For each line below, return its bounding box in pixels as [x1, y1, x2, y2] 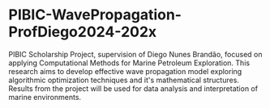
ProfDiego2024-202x [8, 23, 157, 41]
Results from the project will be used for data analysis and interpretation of [8, 83, 258, 93]
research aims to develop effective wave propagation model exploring [8, 66, 242, 76]
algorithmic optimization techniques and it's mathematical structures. [8, 75, 239, 85]
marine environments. [8, 92, 82, 102]
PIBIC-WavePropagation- [8, 6, 182, 24]
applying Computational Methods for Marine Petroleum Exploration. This [8, 58, 250, 68]
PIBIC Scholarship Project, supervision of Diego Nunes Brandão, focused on [8, 49, 263, 59]
